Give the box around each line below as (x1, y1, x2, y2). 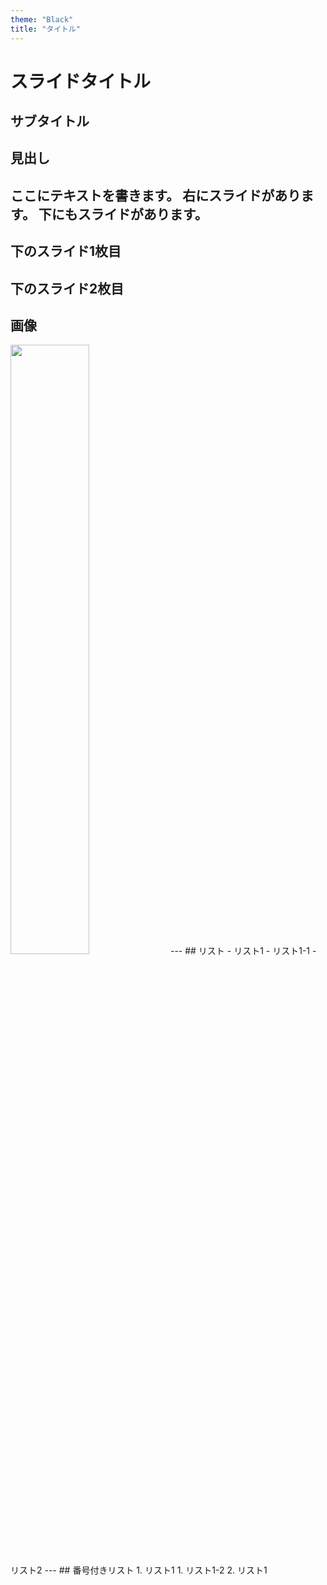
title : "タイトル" (10, 24, 82, 34)
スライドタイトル (10, 70, 152, 93)
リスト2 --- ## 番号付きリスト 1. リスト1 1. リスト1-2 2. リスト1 (10, 1564, 268, 1576)
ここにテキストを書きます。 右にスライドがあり (10, 187, 302, 204)
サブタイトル (10, 113, 90, 130)
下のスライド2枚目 (10, 280, 125, 297)
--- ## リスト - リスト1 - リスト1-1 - (169, 945, 317, 957)
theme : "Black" (10, 14, 74, 25)
